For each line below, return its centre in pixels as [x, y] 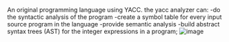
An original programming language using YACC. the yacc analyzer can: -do [114, 10]
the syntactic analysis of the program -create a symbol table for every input [114, 17]
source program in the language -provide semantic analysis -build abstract [113, 24]
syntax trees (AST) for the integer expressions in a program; [92, 31]
